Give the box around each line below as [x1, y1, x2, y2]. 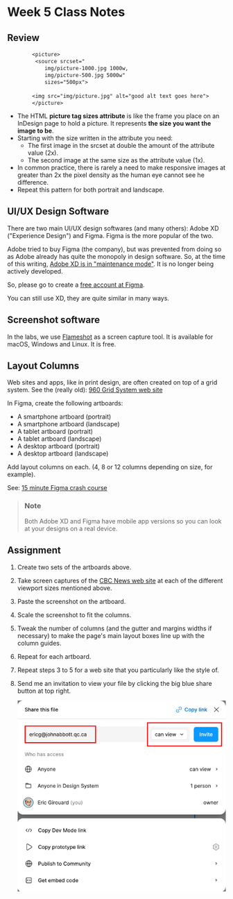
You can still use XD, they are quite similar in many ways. [7, 294, 170, 302]
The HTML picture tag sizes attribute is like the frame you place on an [17, 112, 220, 120]
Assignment [7, 544, 61, 556]
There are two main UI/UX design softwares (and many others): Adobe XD [7, 224, 220, 233]
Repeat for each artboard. [17, 652, 92, 660]
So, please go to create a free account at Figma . [7, 280, 145, 289]
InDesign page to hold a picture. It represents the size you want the [17, 119, 212, 127]
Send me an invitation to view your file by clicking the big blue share [17, 679, 213, 687]
